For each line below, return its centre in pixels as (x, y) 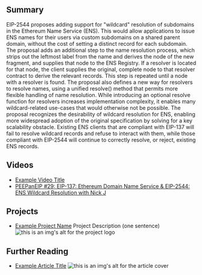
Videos (20, 165)
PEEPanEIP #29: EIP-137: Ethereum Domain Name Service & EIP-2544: (102, 186)
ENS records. (23, 146)
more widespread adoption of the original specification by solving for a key (99, 121)
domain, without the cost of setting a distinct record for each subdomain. (97, 43)
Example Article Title (41, 266)
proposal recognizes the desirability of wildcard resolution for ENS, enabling (101, 114)
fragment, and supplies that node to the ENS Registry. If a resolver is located (101, 63)
